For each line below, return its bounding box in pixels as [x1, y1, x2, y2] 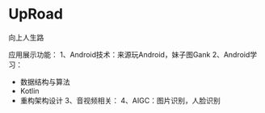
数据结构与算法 [19, 77, 70, 86]
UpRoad [8, 5, 63, 23]
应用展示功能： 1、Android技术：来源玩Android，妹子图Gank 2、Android [8, 49, 250, 59]
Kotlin [19, 86, 40, 95]
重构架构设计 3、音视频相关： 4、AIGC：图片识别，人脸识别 [19, 95, 221, 105]
